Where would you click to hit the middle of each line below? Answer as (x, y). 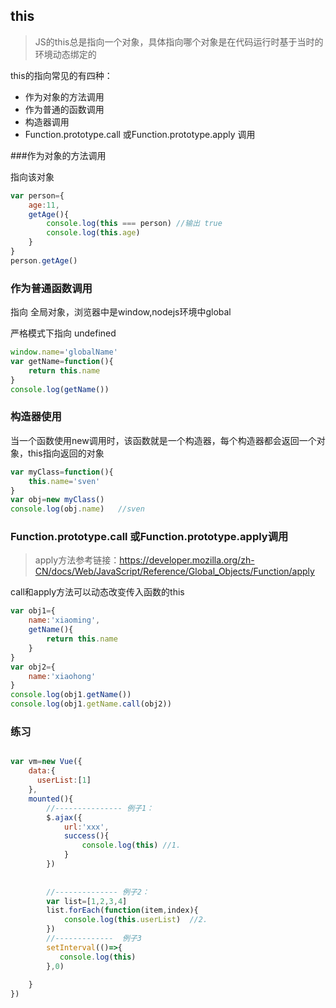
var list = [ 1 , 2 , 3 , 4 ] (87, 901)
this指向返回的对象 (66, 453)
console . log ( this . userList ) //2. (135, 920)
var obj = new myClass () (57, 500)
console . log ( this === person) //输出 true (134, 224)
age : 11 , (44, 205)
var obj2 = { (33, 667)
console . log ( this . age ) (93, 233)
